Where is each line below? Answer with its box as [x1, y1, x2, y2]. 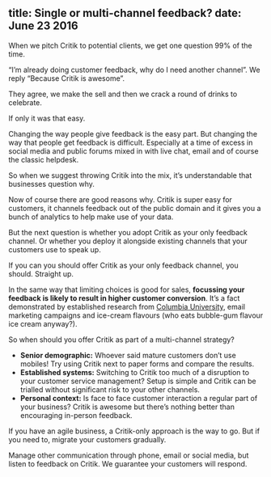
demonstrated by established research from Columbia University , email [8, 302, 245, 311]
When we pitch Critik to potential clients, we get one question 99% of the [8, 40, 252, 50]
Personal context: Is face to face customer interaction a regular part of [19, 393, 258, 403]
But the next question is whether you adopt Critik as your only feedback [8, 227, 248, 237]
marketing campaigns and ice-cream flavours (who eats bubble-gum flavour [8, 310, 264, 320]
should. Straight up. [8, 268, 74, 278]
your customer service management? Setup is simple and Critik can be [19, 376, 256, 386]
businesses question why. [8, 179, 95, 188]
